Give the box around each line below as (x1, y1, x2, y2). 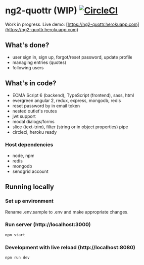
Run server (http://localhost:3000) (5, 221, 91, 228)
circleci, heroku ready (12, 129, 57, 135)
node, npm (12, 153, 35, 159)
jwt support (12, 113, 36, 119)
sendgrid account (12, 168, 48, 174)
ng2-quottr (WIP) (5, 5, 78, 16)
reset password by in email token (12, 103, 80, 108)
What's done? (5, 41, 49, 50)
